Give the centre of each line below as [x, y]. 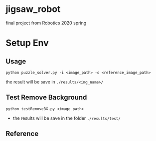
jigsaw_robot [33, 9]
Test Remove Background [46, 98]
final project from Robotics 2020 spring [46, 23]
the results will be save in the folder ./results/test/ [67, 118]
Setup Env [27, 43]
